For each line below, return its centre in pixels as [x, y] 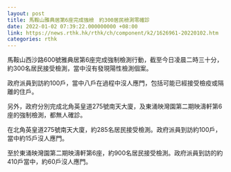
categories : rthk [32, 39]
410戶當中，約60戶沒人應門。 [50, 162]
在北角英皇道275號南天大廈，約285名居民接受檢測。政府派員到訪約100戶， [114, 130]
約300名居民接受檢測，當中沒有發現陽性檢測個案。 [80, 68]
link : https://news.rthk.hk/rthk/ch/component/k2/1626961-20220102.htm [113, 33]
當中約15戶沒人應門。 [37, 138]
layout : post [26, 13]
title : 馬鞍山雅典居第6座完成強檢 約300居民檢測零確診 [79, 20]
